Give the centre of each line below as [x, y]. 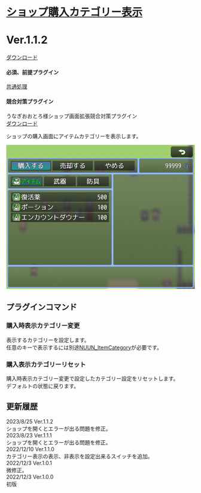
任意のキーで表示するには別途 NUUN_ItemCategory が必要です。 [84, 347]
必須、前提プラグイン [32, 72]
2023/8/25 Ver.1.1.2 [30, 421]
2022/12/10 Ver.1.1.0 [31, 449]
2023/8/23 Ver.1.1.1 [29, 435]
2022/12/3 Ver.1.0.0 [30, 477]
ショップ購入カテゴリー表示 [74, 12]
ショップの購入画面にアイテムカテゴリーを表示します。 [74, 136]
